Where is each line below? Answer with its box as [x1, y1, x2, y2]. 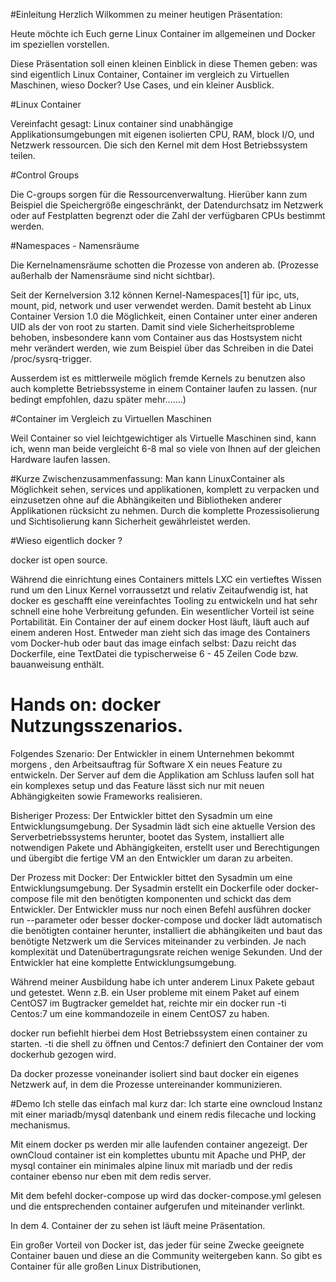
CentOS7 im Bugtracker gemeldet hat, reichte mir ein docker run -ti [10, 997, 287, 1009]
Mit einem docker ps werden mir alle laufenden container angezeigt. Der [10, 1138, 308, 1150]
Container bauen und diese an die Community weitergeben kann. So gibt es [10, 1249, 323, 1261]
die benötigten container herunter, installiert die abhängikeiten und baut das [10, 924, 323, 936]
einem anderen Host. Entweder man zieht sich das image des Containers [10, 627, 311, 638]
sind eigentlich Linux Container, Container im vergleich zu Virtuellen [10, 69, 290, 80]
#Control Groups [10, 169, 80, 181]
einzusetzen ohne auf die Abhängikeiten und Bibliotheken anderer [10, 494, 283, 506]
